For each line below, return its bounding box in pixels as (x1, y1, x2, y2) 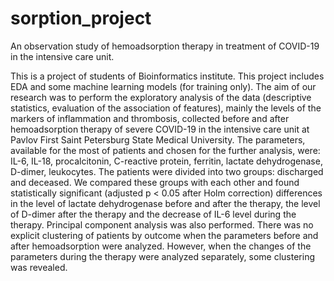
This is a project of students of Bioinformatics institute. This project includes (10, 70, 325, 82)
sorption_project (10, 7, 152, 30)
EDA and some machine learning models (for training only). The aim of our (10, 80, 317, 92)
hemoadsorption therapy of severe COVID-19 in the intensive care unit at (10, 123, 310, 135)
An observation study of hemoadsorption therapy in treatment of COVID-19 (10, 40, 320, 52)
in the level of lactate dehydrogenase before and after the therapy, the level (10, 197, 321, 209)
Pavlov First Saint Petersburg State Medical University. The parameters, (10, 133, 306, 146)
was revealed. (10, 261, 68, 273)
